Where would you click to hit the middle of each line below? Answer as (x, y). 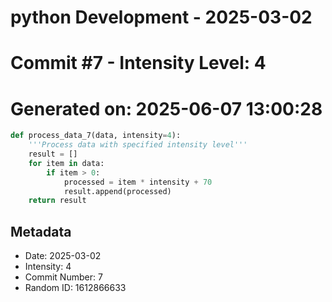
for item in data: (66, 163)
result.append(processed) (117, 191)
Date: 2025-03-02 (63, 256)
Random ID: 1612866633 (75, 288)
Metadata (41, 231)
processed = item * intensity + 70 (138, 182)
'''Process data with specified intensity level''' (138, 145)
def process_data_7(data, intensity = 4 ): (96, 136)
